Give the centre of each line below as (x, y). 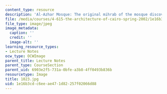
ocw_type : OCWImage (25, 56)
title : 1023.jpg (22, 79)
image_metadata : (22, 28)
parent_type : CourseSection (34, 65)
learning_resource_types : (32, 47)
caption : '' (22, 33)
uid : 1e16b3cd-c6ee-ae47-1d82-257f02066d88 (51, 84)
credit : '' (21, 38)
